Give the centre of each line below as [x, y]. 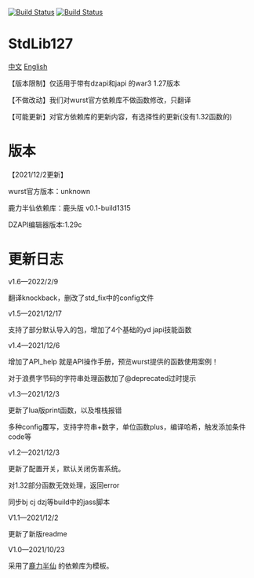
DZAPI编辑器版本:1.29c [45, 225]
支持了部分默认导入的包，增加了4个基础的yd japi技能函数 [100, 329]
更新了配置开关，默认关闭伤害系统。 [67, 468]
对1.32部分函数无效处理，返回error [64, 485]
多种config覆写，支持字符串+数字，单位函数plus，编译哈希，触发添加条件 [127, 426]
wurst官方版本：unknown [49, 191]
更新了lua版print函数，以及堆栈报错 [65, 410]
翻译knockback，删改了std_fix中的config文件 [81, 298]
